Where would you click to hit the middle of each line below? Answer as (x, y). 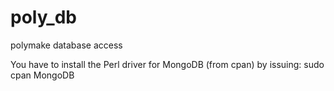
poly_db (43, 17)
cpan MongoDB (42, 75)
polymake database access (66, 45)
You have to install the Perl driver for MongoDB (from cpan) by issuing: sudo (167, 64)
